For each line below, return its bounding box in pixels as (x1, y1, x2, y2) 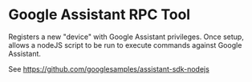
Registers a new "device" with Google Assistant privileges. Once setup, (8, 32, 245, 41)
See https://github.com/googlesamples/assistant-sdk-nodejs (8, 64, 210, 73)
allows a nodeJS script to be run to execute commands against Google (8, 40, 242, 49)
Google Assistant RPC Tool (8, 6, 191, 24)
